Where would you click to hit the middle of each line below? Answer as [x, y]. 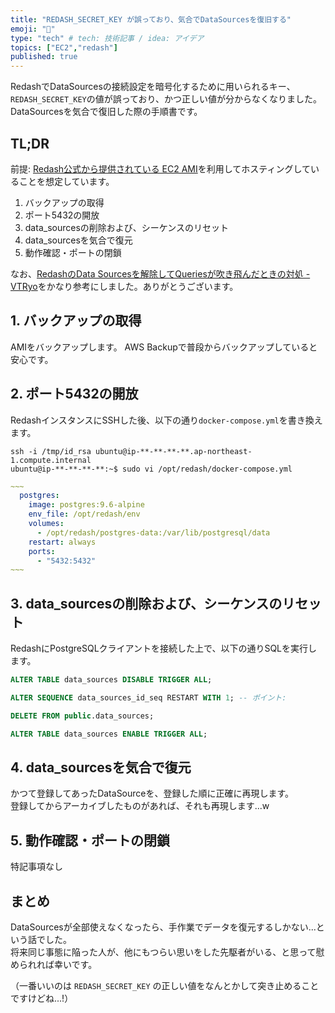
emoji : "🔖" [33, 29]
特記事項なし [36, 867]
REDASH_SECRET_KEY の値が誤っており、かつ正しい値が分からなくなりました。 [166, 99]
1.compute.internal [51, 460]
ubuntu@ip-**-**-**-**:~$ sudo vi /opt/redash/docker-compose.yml [151, 469]
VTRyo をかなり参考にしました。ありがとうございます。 [124, 286]
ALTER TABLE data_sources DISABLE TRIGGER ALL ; [111, 680]
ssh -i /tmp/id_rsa [51, 451]
